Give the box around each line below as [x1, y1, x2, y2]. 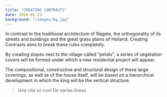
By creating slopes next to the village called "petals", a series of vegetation [5, 51, 162, 57]
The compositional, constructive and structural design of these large [5, 67, 149, 73]
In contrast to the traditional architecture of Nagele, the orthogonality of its [5, 31, 161, 37]
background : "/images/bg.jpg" [5, 17, 70, 22]
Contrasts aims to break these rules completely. [5, 42, 105, 48]
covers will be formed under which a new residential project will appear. [5, 57, 156, 63]
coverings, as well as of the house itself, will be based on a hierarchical [5, 72, 154, 78]
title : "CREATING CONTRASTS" [5, 7, 67, 13]
